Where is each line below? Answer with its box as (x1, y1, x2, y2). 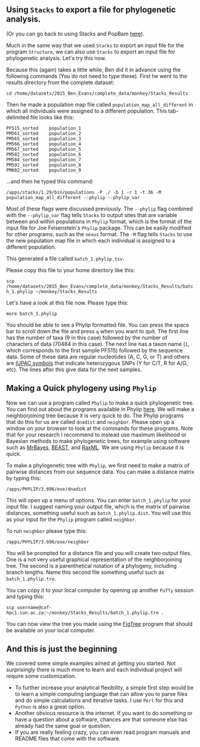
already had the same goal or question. (14, 722, 112, 730)
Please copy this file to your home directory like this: (6, 266, 136, 273)
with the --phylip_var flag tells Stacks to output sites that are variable (6, 211, 177, 218)
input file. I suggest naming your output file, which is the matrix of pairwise (6, 503, 190, 510)
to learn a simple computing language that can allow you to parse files (14, 691, 188, 698)
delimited (6, 113, 29, 121)
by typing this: (6, 474, 42, 481)
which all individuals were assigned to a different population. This (6, 107, 167, 115)
